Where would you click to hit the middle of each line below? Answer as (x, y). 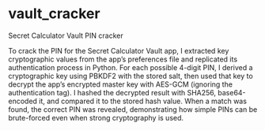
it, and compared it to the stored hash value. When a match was (143, 101)
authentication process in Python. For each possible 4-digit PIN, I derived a (131, 67)
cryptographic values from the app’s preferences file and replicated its (123, 59)
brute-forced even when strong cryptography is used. (96, 117)
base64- (232, 92)
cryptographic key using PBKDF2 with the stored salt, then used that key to (131, 76)
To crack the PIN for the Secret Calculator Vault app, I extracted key (119, 50)
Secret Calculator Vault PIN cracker (66, 35)
